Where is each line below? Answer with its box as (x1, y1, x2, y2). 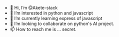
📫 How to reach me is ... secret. (9, 26, 76, 32)
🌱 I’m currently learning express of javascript (9, 15, 102, 21)
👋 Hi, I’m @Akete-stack (9, 5, 58, 10)
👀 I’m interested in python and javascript (9, 10, 93, 16)
